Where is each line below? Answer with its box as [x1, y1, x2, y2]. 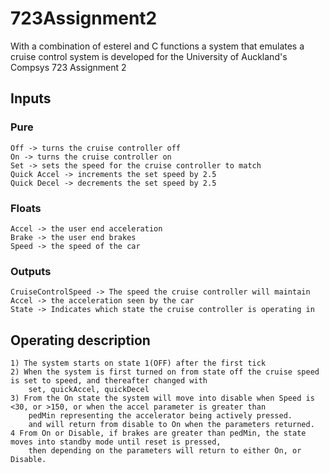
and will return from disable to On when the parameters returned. [28, 420, 315, 430]
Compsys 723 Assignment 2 [10, 61, 127, 73]
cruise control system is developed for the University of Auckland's [10, 50, 288, 62]
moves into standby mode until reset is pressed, [10, 437, 222, 447]
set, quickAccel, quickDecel [28, 385, 150, 395]
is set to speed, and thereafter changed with [10, 376, 208, 386]
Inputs [10, 90, 52, 107]
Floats [10, 201, 42, 215]
